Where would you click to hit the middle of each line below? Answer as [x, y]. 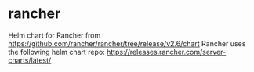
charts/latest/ [30, 60]
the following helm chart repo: [57, 52]
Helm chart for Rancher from [54, 35]
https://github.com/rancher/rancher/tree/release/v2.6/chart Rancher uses [127, 43]
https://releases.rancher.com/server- [167, 52]
